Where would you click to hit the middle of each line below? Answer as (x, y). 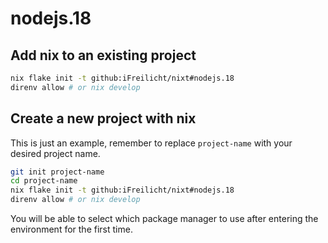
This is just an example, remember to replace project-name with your (151, 143)
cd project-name (44, 181)
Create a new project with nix (103, 118)
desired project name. (55, 153)
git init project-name (57, 172)
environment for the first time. (71, 229)
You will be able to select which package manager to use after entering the (164, 219)
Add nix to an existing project (103, 55)
